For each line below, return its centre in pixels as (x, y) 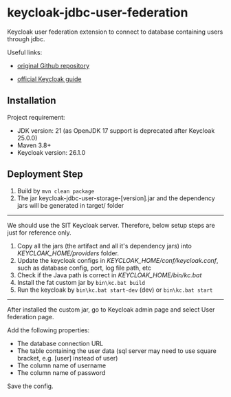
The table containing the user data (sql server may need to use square (117, 351)
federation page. (31, 316)
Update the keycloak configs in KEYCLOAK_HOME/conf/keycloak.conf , (118, 260)
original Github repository (53, 65)
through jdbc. (26, 39)
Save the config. (30, 386)
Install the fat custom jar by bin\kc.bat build (81, 282)
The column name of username (62, 365)
